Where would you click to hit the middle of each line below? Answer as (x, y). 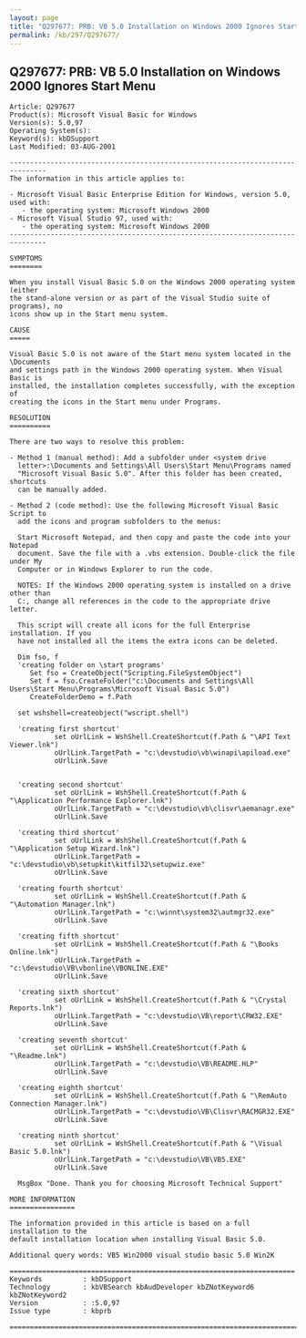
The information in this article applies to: (97, 179)
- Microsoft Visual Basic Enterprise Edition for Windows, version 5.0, (150, 195)
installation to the (49, 1231)
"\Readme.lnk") (38, 1056)
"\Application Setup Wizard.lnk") (75, 849)
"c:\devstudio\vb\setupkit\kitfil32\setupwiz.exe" (107, 865)
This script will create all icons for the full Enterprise (134, 625)
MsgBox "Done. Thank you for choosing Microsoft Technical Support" (150, 1184)
